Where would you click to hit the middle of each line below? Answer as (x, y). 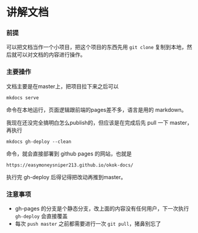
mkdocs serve (23, 97)
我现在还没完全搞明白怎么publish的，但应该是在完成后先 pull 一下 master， (99, 122)
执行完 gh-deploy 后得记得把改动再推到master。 (66, 177)
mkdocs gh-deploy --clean (39, 142)
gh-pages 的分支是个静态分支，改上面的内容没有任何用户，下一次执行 (102, 209)
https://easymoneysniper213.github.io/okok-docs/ (70, 165)
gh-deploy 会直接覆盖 (41, 216)
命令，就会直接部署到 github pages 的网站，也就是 (69, 153)
